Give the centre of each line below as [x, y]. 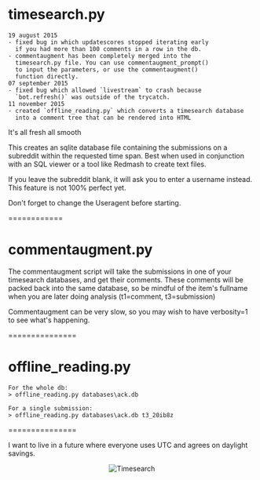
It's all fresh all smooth [45, 132]
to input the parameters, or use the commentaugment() [107, 69]
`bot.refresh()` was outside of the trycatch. [93, 97]
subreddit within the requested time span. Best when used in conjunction [126, 155]
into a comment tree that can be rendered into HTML [103, 118]
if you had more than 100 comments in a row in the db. [108, 49]
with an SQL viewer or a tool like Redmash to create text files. [107, 164]
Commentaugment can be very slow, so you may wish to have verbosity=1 [128, 311]
